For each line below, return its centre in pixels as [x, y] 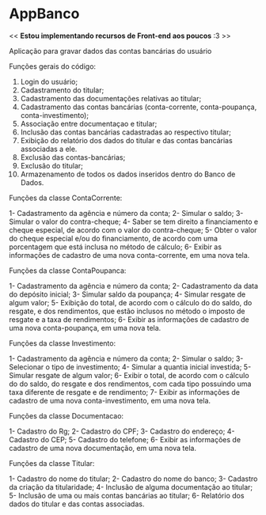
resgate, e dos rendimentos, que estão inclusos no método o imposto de [127, 311]
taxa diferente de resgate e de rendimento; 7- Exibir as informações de [125, 392]
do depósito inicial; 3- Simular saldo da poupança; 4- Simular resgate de [127, 294]
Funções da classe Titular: [52, 463]
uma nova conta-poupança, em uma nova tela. [85, 328]
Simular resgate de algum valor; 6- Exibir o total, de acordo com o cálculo [129, 375]
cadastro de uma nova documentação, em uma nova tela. [103, 448]
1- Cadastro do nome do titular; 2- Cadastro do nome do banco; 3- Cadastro [133, 479]
